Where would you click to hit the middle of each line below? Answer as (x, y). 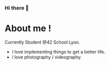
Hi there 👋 (17, 8)
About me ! (28, 29)
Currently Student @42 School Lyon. (42, 42)
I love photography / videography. (47, 57)
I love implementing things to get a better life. (58, 52)
